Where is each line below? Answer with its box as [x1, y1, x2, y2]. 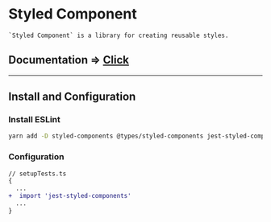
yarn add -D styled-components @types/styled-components [8, 132, 204, 141]
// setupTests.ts [8, 170, 67, 178]
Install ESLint [8, 114, 60, 125]
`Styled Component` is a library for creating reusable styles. [8, 31, 229, 39]
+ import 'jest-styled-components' [8, 192, 131, 200]
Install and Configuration [8, 90, 136, 104]
